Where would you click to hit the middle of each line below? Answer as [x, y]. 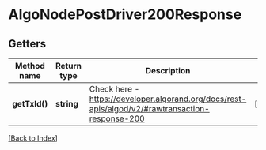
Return [68, 66]
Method [30, 66]
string [67, 104]
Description [168, 71]
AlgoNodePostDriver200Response [125, 15]
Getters [27, 44]
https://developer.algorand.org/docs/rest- [168, 99]
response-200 [117, 118]
